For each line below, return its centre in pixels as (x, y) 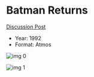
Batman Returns (47, 10)
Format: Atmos (33, 44)
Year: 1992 (28, 38)
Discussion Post (26, 27)
